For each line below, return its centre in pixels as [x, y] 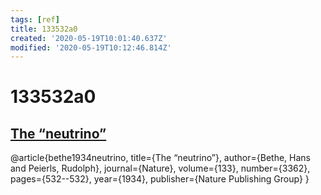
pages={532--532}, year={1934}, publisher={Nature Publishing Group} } [160, 179]
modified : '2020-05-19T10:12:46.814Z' [91, 47]
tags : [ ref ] [35, 19]
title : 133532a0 [44, 29]
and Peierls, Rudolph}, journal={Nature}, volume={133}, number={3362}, [160, 168]
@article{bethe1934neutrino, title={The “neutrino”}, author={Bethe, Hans [161, 158]
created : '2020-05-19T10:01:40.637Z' [89, 38]
